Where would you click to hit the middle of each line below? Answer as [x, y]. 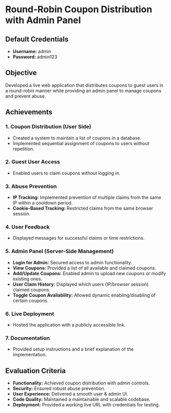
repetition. [23, 149]
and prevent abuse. [26, 96]
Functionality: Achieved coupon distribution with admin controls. [81, 383]
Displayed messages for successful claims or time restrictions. [78, 238]
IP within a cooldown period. [43, 203]
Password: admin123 [35, 57]
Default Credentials [37, 39]
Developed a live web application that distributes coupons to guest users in [84, 85]
